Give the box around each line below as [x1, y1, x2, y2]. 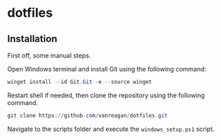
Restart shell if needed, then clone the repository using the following [7, 91, 205, 99]
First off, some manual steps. [7, 51, 91, 59]
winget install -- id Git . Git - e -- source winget [7, 78, 152, 85]
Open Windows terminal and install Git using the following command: [7, 65, 207, 73]
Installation [7, 33, 58, 45]
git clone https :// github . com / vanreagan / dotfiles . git [7, 112, 168, 119]
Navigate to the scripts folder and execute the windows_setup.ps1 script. [7, 125, 215, 133]
